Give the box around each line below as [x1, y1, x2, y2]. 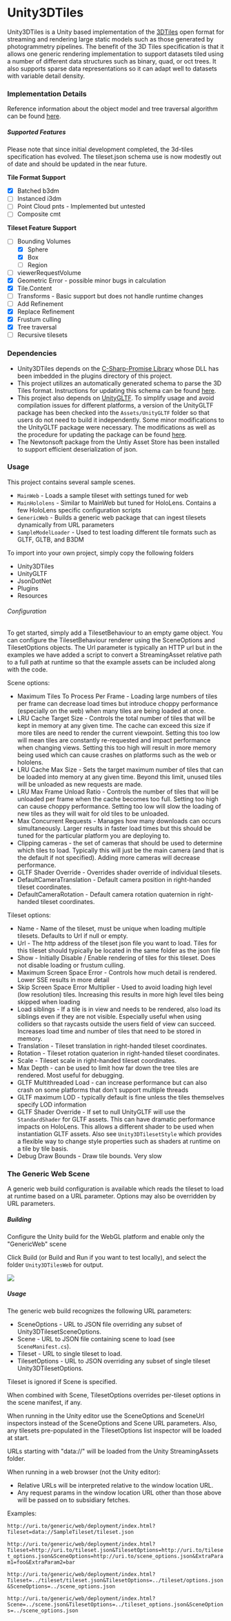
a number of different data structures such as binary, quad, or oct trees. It [7, 57, 217, 65]
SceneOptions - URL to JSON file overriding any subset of [17, 1321, 183, 1329]
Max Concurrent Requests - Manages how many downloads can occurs [17, 817, 222, 825]
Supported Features [7, 128, 66, 136]
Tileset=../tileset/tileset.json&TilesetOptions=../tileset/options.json [7, 1577, 224, 1584]
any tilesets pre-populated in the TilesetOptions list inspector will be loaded [7, 1426, 222, 1435]
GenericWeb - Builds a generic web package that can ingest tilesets [17, 513, 206, 521]
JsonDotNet [17, 577, 52, 585]
